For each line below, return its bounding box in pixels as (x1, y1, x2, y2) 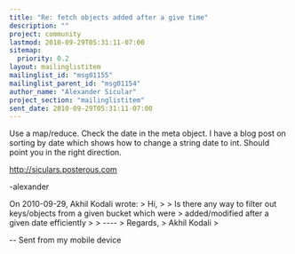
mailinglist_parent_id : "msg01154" (9, 79, 141, 88)
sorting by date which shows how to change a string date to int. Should (9, 138, 269, 148)
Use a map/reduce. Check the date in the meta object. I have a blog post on (9, 128, 286, 139)
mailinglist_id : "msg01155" (9, 71, 114, 80)
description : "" (9, 21, 69, 30)
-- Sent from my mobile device (9, 234, 122, 245)
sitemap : (9, 46, 42, 55)
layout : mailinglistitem (9, 63, 101, 72)
